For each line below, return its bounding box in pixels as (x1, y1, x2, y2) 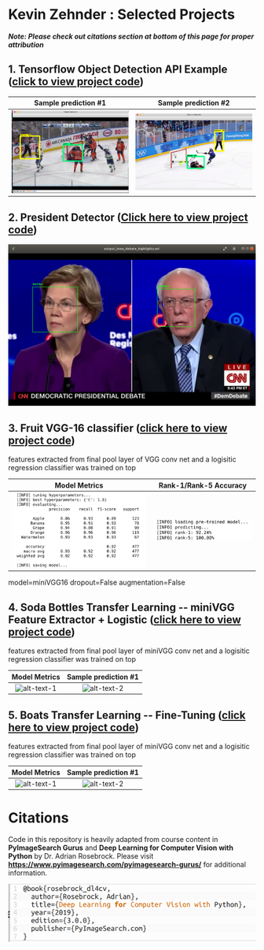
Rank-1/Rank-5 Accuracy (158, 481, 247, 490)
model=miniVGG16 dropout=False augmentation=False (8, 577, 186, 588)
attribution (8, 39, 45, 49)
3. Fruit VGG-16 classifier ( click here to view (8, 421, 228, 435)
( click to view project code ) (8, 75, 144, 88)
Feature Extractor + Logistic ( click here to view (8, 613, 241, 626)
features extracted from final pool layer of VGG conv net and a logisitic (8, 455, 237, 464)
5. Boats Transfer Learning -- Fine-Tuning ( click (8, 708, 246, 722)
